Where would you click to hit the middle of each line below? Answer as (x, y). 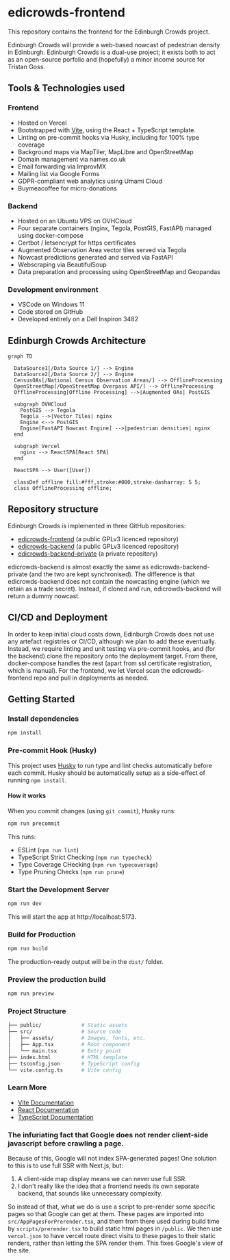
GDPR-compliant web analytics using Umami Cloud (90, 181)
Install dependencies (43, 719)
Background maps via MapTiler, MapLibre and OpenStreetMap (105, 151)
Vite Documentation (46, 1102)
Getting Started (41, 699)
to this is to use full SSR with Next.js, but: (66, 1165)
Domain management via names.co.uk (72, 159)
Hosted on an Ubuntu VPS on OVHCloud (75, 221)
